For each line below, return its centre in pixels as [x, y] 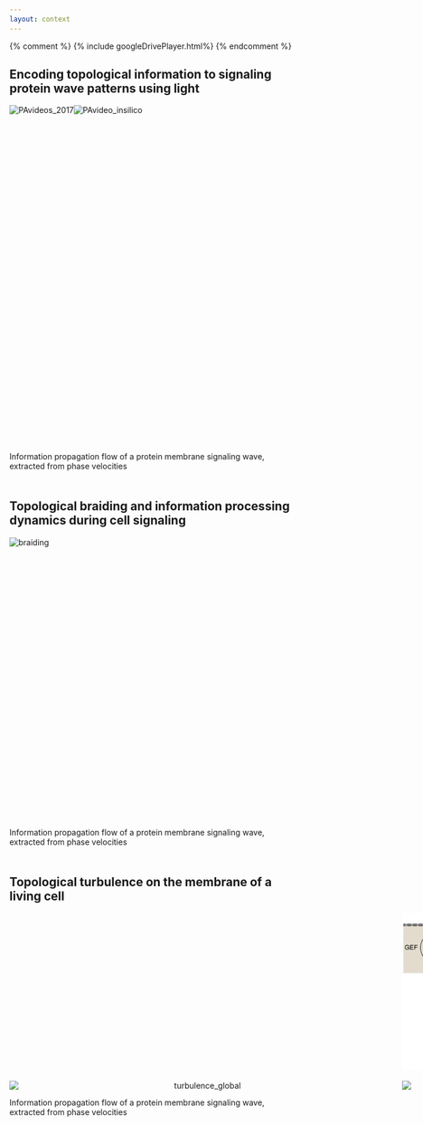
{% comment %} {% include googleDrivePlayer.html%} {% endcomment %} [150, 46]
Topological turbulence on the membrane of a [141, 882]
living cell [37, 896]
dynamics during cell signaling [98, 520]
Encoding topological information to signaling [141, 75]
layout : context [40, 19]
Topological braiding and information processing [150, 506]
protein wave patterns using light [105, 89]
